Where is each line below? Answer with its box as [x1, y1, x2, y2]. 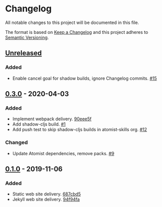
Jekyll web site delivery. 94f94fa [12, 197, 80, 203]
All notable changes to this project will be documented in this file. [5, 19, 140, 25]
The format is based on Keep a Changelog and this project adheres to [5, 29, 149, 35]
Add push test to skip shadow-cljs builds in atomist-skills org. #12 [12, 127, 147, 133]
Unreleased [5, 49, 42, 57]
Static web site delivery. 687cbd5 [12, 191, 81, 197]
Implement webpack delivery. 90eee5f [12, 116, 92, 122]
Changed [5, 139, 28, 146]
